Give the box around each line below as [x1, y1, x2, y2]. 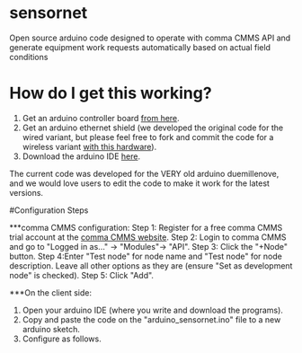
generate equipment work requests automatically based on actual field [9, 41, 271, 52]
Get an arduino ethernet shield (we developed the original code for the [22, 122, 284, 133]
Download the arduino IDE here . [22, 151, 141, 162]
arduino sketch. [22, 323, 81, 334]
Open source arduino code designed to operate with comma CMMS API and [9, 32, 291, 43]
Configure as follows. [22, 333, 102, 344]
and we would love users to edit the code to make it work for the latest [9, 178, 270, 189]
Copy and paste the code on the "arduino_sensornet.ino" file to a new [22, 313, 281, 325]
